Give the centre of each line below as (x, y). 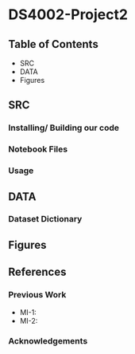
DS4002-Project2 (68, 15)
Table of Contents (54, 44)
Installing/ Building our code (64, 128)
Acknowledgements (48, 341)
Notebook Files (38, 149)
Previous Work (37, 295)
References (37, 272)
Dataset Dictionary (45, 219)
